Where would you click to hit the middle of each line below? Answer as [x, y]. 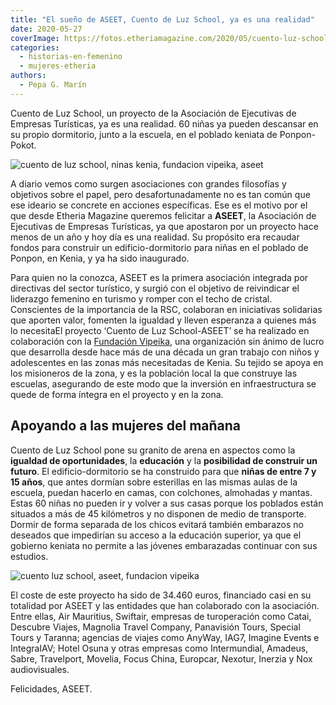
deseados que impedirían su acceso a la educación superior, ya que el [156, 535]
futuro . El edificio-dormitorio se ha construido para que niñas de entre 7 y [163, 471]
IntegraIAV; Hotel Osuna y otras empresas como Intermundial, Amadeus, [159, 648]
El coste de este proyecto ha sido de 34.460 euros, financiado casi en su [161, 595]
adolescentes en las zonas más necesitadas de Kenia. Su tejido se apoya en [167, 362]
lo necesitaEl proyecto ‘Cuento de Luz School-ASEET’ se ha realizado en [160, 330]
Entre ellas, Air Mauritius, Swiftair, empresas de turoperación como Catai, [161, 616]
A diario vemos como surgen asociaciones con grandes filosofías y [148, 183]
